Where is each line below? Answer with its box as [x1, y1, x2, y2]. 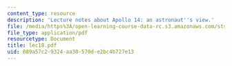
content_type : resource [7, 10, 76, 17]
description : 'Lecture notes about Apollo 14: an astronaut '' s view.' [7, 16, 215, 23]
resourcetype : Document [7, 36, 76, 43]
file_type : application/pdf [7, 29, 88, 36]
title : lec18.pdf [7, 42, 57, 49]
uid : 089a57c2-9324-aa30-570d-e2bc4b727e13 [7, 49, 135, 56]
